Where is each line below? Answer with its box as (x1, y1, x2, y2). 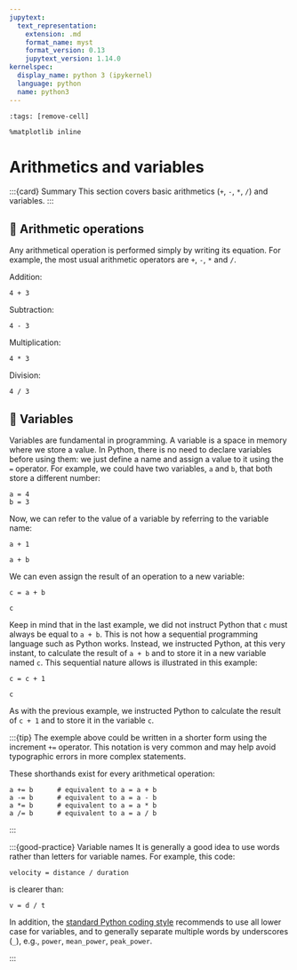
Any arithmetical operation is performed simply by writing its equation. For (9, 245, 282, 256)
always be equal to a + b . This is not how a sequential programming (9, 629, 259, 640)
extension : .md (25, 29, 82, 38)
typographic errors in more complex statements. (9, 751, 187, 762)
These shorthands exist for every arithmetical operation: (9, 768, 215, 779)
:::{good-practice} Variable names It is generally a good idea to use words (9, 842, 280, 853)
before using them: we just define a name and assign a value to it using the (9, 454, 285, 465)
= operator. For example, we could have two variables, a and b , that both (9, 463, 273, 474)
